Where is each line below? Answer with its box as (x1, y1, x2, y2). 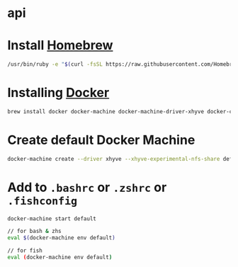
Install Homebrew (7, 38, 113, 54)
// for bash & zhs (7, 228, 62, 235)
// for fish (7, 247, 42, 254)
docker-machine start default (7, 215, 97, 222)
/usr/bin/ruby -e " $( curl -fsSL (7, 61, 103, 68)
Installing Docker (7, 85, 110, 101)
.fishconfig (7, 194, 78, 208)
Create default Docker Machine (7, 132, 195, 148)
